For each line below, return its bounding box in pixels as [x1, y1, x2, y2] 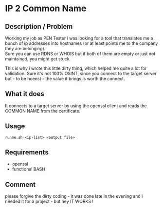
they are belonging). [5, 46, 46, 51]
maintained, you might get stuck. [5, 56, 71, 61]
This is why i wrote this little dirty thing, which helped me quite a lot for [5, 65, 147, 71]
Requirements [5, 148, 49, 156]
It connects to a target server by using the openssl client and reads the [5, 103, 147, 109]
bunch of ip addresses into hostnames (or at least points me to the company [5, 40, 158, 46]
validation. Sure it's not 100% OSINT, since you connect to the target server [5, 71, 157, 76]
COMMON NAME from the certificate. [5, 108, 81, 114]
